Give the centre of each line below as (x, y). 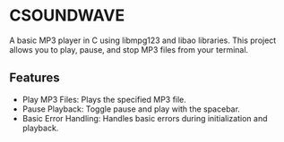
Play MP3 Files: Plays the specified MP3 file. (104, 99)
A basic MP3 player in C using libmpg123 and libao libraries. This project (143, 40)
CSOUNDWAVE (67, 16)
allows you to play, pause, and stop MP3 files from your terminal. (129, 49)
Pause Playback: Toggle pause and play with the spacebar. (131, 109)
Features (34, 78)
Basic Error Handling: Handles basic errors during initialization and (145, 118)
